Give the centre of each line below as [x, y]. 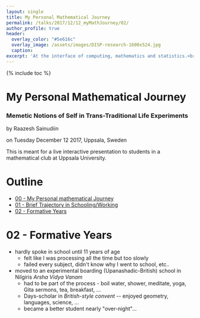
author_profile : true [33, 28]
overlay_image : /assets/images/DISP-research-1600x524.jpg [86, 45]
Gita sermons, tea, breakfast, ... [62, 289]
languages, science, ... [51, 302]
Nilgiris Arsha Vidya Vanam [49, 277]
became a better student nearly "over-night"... [80, 308]
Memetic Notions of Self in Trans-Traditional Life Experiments [97, 116]
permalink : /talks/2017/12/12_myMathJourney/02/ [68, 23]
